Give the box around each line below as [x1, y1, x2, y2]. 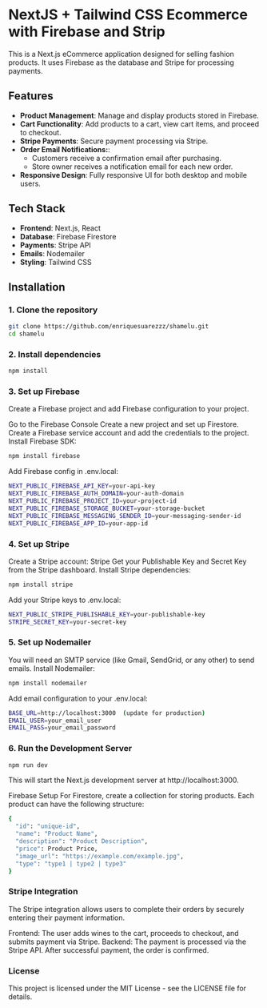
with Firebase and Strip [8, 22, 165, 41]
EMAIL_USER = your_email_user [8, 717, 102, 725]
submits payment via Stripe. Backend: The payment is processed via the [8, 937, 246, 946]
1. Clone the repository [8, 304, 98, 315]
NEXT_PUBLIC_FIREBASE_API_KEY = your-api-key [8, 482, 156, 490]
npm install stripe [8, 580, 74, 588]
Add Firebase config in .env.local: [8, 467, 118, 476]
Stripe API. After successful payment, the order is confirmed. [8, 945, 209, 954]
